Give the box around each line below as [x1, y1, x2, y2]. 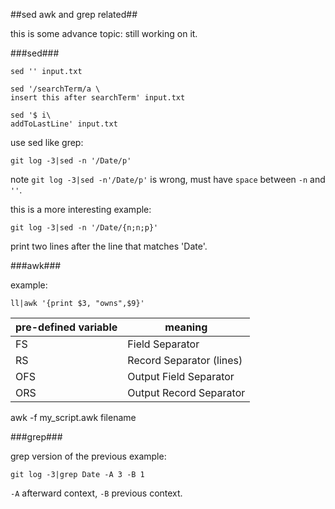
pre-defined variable [15, 320, 118, 334]
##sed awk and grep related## [10, 9, 138, 20]
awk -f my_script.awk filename [10, 412, 137, 423]
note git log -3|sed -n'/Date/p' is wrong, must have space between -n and [10, 174, 326, 185]
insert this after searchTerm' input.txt [10, 93, 186, 103]
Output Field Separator [127, 370, 235, 383]
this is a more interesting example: [10, 204, 152, 215]
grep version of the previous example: [10, 450, 167, 462]
